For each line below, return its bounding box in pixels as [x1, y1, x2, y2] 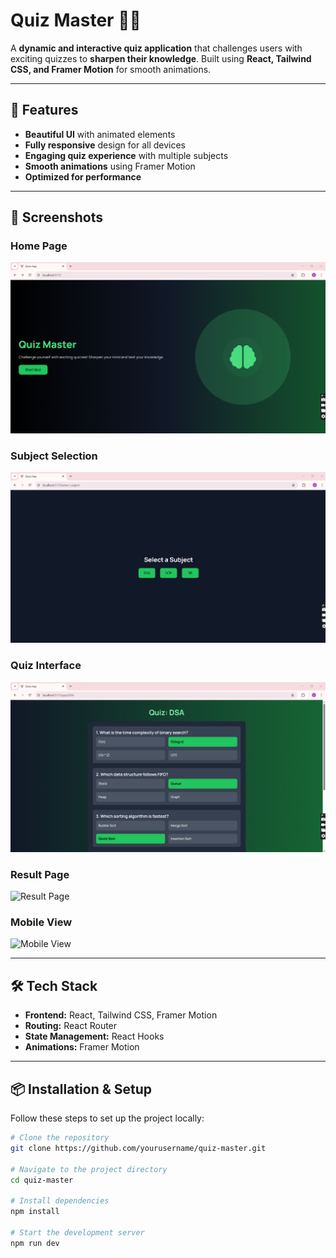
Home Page [10, 239, 68, 253]
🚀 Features [10, 102, 79, 119]
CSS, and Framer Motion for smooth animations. [10, 63, 212, 75]
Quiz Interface [10, 659, 82, 673]
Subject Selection [10, 449, 98, 463]
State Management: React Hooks [24, 1030, 165, 1043]
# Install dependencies [10, 1196, 110, 1206]
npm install [10, 1207, 60, 1217]
